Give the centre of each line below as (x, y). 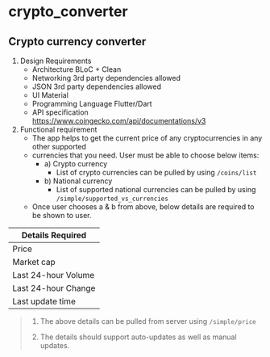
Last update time (44, 301)
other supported (59, 147)
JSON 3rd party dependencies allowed (97, 86)
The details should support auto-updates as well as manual (138, 337)
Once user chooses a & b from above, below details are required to (143, 207)
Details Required (54, 235)
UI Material (50, 95)
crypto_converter (68, 12)
